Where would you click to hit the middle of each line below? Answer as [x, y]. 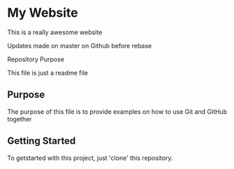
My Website [43, 13]
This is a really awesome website [55, 32]
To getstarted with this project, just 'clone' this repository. [90, 158]
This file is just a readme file [48, 73]
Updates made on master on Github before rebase [80, 45]
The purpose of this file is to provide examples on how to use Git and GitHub [117, 111]
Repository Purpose [36, 59]
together [20, 119]
